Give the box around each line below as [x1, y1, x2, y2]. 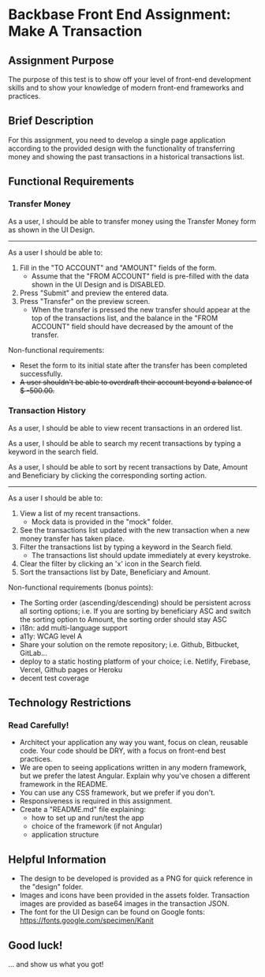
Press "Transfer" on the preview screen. [19, 296, 151, 305]
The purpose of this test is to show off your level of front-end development [8, 75, 252, 84]
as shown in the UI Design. [8, 225, 95, 234]
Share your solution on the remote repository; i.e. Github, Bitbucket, [19, 639, 240, 649]
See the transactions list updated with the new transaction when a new [19, 525, 250, 534]
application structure [31, 830, 99, 840]
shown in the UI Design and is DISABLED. [31, 279, 166, 289]
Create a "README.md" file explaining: [19, 805, 146, 814]
